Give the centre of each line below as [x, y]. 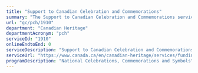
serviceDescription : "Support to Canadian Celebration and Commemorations [100, 50]
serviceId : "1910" [29, 39]
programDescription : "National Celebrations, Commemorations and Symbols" [100, 61]
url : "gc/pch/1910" [30, 22]
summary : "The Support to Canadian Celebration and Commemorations [91, 17]
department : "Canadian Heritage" [47, 28]
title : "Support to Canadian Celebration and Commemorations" [84, 11]
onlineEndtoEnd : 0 [29, 45]
